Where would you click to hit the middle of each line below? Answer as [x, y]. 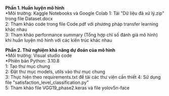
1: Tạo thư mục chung [28, 66]
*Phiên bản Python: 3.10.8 [32, 61]
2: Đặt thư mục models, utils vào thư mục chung [55, 72]
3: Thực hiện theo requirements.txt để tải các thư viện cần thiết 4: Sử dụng [83, 77]
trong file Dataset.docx [29, 19]
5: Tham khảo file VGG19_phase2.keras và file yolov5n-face [68, 88]
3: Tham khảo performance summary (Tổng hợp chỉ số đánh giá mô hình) [82, 35]
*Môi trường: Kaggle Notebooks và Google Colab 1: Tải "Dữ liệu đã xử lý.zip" [85, 13]
